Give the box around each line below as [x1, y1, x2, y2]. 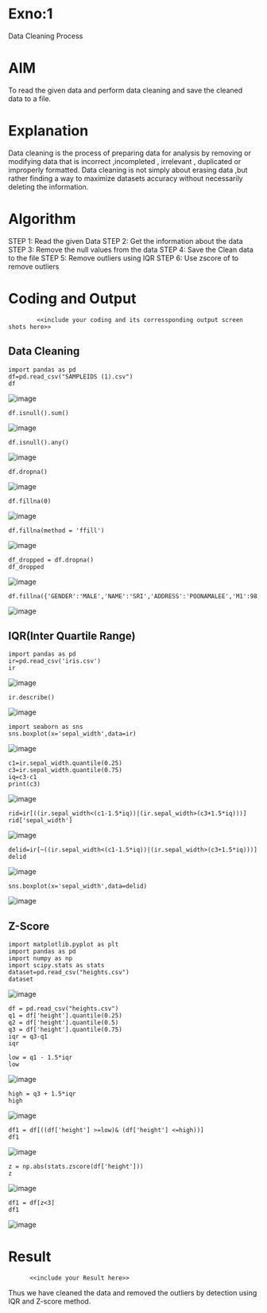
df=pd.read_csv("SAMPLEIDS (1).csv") [8, 372, 133, 381]
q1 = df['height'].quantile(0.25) [8, 1012, 123, 1020]
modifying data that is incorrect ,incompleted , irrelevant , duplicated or [8, 156, 242, 166]
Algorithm [8, 210, 76, 228]
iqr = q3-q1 [8, 1033, 48, 1041]
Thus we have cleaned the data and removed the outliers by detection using [8, 1288, 257, 1298]
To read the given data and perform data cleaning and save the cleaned [8, 85, 243, 95]
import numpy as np [8, 954, 73, 962]
